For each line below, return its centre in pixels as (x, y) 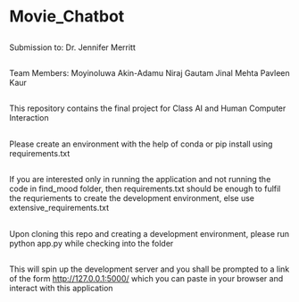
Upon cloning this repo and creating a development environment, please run (149, 233)
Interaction (29, 118)
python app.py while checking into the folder (91, 243)
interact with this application (61, 288)
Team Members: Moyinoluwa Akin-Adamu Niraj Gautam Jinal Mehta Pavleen (149, 72)
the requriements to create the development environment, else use (132, 198)
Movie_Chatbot (67, 17)
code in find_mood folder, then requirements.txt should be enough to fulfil (145, 189)
